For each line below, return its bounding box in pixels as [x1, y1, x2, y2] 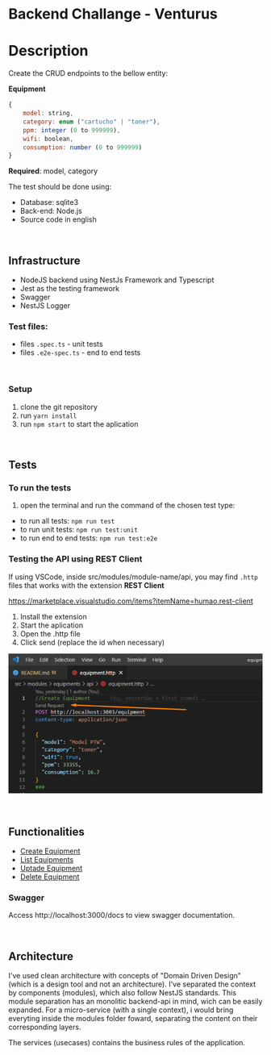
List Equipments [19, 855, 74, 864]
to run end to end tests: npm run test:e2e [19, 533, 158, 543]
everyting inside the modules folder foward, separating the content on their [8, 1014, 258, 1024]
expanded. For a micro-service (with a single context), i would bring [8, 1005, 234, 1015]
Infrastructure [8, 253, 81, 267]
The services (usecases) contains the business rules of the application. [8, 1038, 246, 1048]
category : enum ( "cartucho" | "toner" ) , [23, 118, 161, 126]
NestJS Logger [19, 301, 71, 311]
